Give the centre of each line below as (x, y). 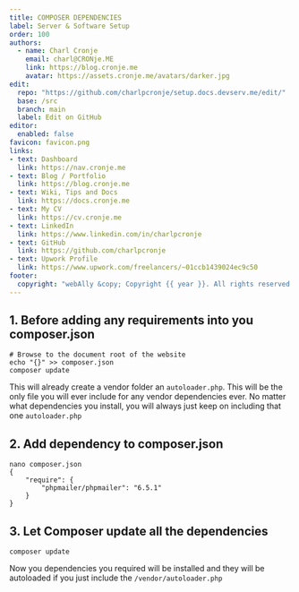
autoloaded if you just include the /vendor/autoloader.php (116, 578)
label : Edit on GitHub (60, 117)
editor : (24, 126)
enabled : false (46, 134)
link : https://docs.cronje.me (73, 201)
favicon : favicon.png (50, 142)
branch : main (42, 109)
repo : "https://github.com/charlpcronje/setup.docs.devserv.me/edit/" (152, 92)
